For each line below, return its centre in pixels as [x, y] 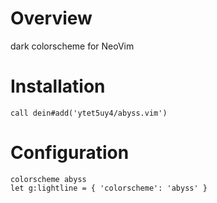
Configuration [70, 153]
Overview [51, 18]
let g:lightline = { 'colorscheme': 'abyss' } [109, 188]
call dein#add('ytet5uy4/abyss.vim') [89, 113]
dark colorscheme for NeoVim [72, 46]
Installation [58, 86]
